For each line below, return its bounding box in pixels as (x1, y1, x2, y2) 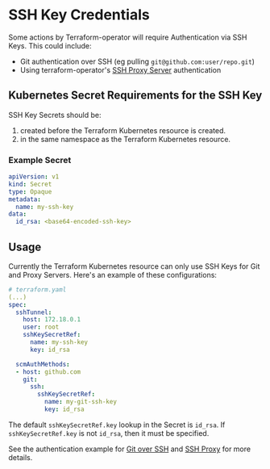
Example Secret (8, 154, 72, 165)
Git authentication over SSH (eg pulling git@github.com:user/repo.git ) (19, 57, 255, 66)
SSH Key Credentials (8, 6, 151, 24)
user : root (23, 323, 60, 332)
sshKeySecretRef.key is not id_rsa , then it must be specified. (8, 428, 210, 438)
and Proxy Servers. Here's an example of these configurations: (8, 270, 218, 279)
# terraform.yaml (8, 285, 67, 294)
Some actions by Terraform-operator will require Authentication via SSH (8, 32, 247, 42)
